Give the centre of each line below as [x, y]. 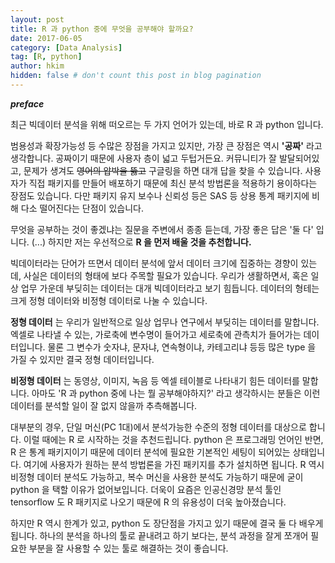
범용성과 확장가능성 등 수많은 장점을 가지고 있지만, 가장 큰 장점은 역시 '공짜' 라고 [166, 145]
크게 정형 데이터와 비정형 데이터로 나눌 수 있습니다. [109, 300]
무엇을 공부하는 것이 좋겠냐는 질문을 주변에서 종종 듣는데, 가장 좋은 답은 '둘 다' [162, 229]
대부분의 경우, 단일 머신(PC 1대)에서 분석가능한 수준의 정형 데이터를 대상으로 [158, 427]
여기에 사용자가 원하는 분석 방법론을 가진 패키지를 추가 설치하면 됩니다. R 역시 [174, 464]
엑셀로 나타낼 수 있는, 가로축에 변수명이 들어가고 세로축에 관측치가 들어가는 [156, 334]
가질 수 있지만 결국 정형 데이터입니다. [82, 359]
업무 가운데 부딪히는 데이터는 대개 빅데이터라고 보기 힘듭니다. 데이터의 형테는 [170, 288]
